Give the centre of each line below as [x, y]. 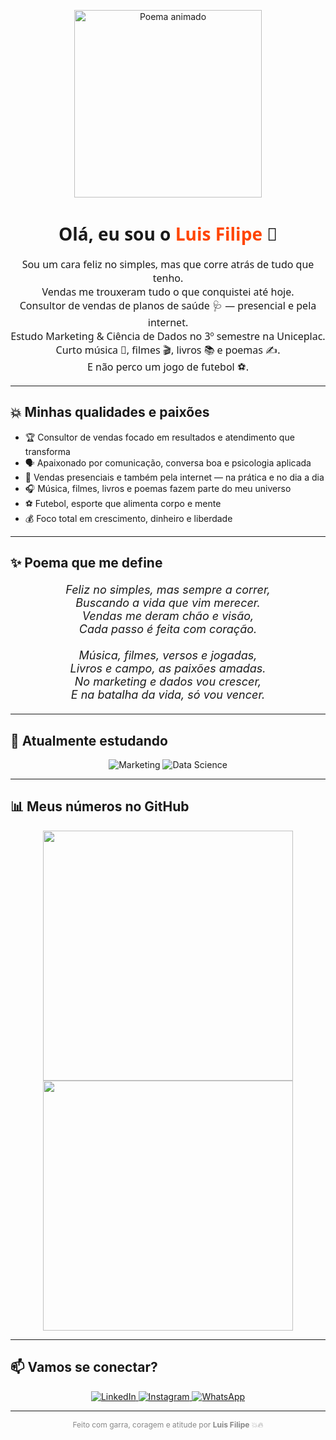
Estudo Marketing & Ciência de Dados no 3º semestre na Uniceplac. [168, 336]
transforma [47, 451]
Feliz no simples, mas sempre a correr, [168, 590]
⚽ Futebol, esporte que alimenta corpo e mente [123, 503]
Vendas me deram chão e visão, [168, 616]
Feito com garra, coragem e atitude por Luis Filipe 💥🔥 [168, 1424]
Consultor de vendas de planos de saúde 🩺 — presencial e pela [168, 305]
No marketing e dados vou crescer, [168, 682]
